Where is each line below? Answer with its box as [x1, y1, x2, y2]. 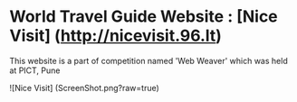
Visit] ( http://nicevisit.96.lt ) [9, 25, 222, 46]
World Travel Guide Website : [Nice [9, 6, 278, 27]
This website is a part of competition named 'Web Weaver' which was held [9, 55, 288, 66]
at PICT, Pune [9, 65, 61, 76]
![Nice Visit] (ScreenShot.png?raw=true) [9, 82, 160, 93]
